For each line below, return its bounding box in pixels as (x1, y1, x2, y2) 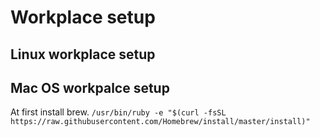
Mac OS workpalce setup (10, 79, 170, 96)
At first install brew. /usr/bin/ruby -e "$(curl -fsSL (10, 106, 227, 118)
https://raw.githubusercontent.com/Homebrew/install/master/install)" (10, 117, 311, 127)
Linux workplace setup (10, 46, 156, 63)
